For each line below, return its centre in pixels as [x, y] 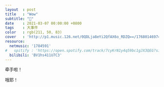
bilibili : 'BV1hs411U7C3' [36, 55]
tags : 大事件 [21, 28]
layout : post [20, 10]
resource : [15, 42]
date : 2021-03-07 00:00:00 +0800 [43, 23]
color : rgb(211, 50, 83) [34, 32]
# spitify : [20, 50]
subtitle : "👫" [20, 19]
